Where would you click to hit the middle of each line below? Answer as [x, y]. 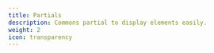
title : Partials [35, 15]
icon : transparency [40, 37]
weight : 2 [25, 30]
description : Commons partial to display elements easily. [108, 23]
